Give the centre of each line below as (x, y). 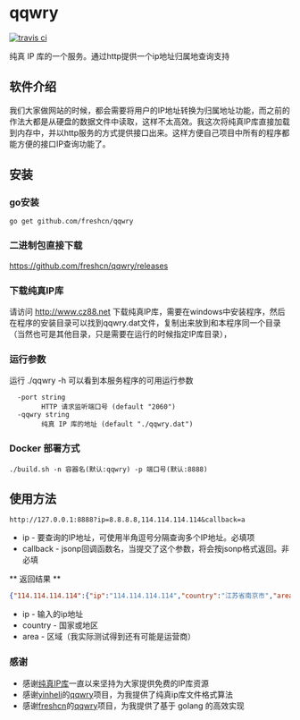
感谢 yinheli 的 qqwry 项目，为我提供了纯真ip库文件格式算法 (128, 694)
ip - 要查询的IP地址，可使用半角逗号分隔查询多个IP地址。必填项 (138, 538)
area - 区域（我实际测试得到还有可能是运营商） (109, 637)
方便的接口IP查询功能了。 (63, 144)
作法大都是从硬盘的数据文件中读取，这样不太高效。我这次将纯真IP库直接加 (146, 121)
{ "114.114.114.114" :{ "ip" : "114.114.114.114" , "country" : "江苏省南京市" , (142, 596)
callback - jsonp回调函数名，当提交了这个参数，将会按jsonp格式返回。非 (156, 549)
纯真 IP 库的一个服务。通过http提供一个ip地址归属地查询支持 (120, 55)
